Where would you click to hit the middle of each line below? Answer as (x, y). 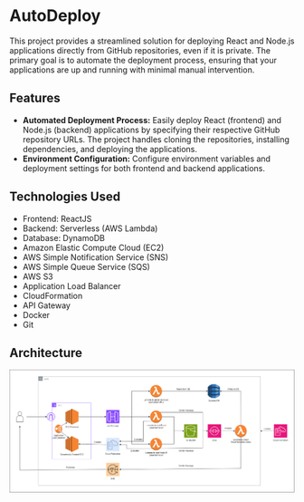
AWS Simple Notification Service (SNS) (95, 257)
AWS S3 (38, 276)
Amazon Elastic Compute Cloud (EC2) (93, 247)
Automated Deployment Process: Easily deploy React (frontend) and (152, 120)
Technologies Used (65, 197)
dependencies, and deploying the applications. (109, 149)
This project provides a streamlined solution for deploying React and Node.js (152, 41)
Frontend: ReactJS (57, 218)
